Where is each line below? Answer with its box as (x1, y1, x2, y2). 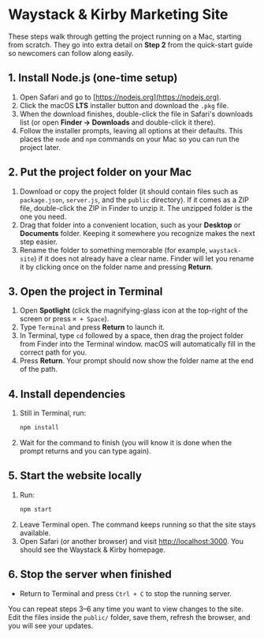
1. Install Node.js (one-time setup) (8, 71, 178, 84)
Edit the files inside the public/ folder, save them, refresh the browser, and (8, 612, 251, 621)
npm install (19, 424, 59, 432)
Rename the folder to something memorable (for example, (19, 245, 208, 254)
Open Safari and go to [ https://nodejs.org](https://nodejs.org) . (19, 92, 222, 102)
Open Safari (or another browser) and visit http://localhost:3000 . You (19, 536, 244, 546)
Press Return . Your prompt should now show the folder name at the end (19, 356, 254, 366)
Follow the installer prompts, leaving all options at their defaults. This (19, 126, 243, 135)
